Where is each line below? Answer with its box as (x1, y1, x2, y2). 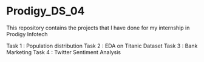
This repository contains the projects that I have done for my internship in (6, 24, 190, 31)
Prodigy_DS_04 (6, 4, 85, 18)
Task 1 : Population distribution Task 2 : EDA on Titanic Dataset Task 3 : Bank (6, 42, 198, 49)
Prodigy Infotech (6, 30, 48, 37)
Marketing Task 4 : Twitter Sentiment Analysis (6, 48, 121, 55)
